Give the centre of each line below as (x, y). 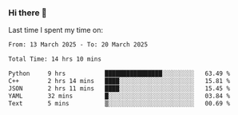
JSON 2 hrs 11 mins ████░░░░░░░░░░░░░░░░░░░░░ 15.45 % (119, 88)
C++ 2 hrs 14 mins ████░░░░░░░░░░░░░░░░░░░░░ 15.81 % (119, 81)
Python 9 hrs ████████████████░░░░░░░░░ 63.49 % (119, 74)
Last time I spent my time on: (56, 30)
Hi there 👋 (28, 13)
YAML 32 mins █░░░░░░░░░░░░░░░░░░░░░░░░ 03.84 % (119, 96)
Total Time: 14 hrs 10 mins (55, 59)
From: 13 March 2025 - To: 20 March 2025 (78, 45)
